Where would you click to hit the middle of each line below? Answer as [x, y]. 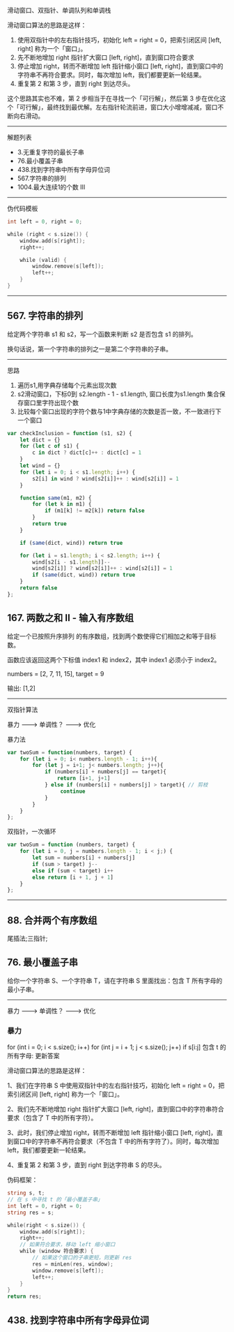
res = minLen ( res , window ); [73, 1264]
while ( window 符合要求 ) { [57, 1251]
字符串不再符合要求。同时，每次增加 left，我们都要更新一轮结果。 [111, 75]
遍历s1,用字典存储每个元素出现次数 [67, 385]
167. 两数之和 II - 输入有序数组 [71, 618]
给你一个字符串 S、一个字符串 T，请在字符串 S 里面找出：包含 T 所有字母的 [115, 981]
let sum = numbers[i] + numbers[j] [84, 858]
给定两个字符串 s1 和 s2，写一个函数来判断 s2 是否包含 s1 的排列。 [102, 334]
